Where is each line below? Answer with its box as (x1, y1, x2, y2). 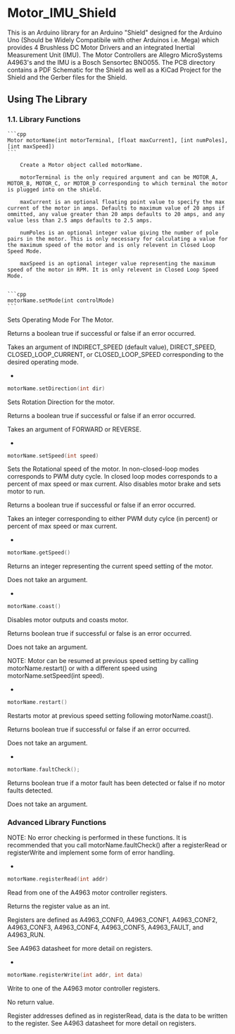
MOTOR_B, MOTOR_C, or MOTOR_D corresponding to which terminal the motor (7, 179, 229, 187)
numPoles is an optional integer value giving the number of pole (20, 229, 219, 237)
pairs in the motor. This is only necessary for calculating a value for (7, 235, 229, 242)
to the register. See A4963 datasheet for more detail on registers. (7, 1019, 197, 1027)
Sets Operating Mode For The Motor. (7, 315, 114, 324)
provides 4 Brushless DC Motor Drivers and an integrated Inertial (7, 43, 196, 51)
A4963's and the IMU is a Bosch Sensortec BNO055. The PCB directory (7, 58, 215, 66)
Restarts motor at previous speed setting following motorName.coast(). (7, 712, 213, 719)
